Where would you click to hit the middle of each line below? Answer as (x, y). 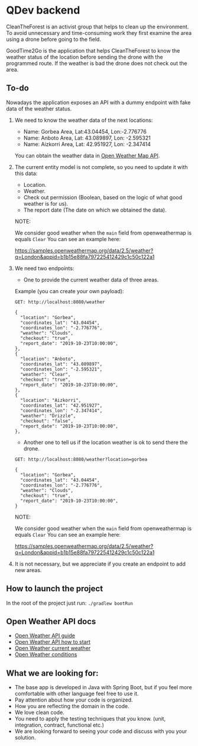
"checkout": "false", (47, 421)
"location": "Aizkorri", (51, 400)
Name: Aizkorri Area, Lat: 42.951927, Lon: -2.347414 (87, 144)
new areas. (28, 570)
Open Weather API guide (45, 635)
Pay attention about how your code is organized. (74, 700)
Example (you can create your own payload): (69, 291)
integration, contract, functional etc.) (59, 725)
